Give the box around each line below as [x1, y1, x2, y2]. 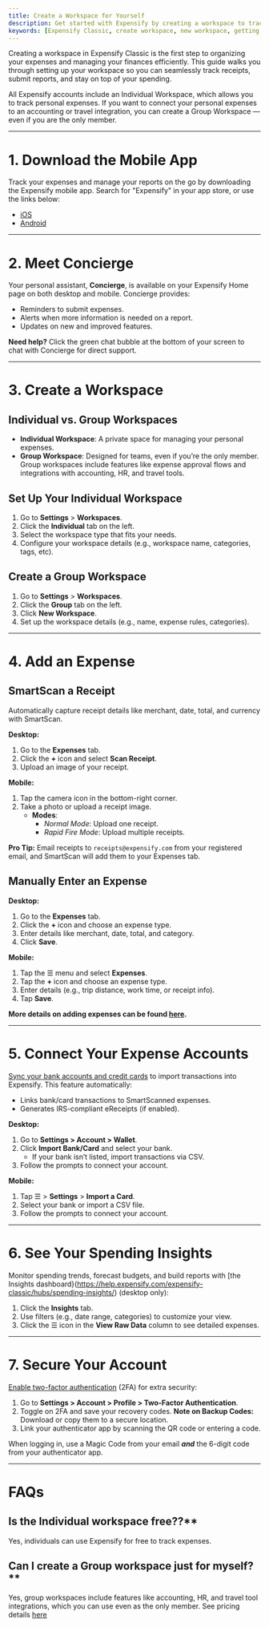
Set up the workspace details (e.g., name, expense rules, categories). [19, 616, 250, 626]
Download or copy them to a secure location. [19, 1415, 169, 1424]
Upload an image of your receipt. [19, 762, 130, 772]
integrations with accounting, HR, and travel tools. [19, 468, 185, 478]
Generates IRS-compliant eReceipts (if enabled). [19, 1104, 180, 1113]
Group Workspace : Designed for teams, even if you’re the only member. [19, 451, 259, 461]
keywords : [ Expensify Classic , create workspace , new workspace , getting [8, 26, 260, 34]
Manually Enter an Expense [8, 874, 147, 888]
